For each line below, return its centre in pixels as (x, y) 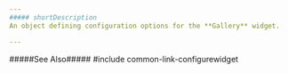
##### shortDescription (53, 17)
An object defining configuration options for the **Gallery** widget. (144, 26)
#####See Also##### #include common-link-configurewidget (124, 59)
